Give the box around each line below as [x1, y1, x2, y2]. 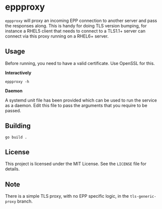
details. [5, 166, 20, 172]
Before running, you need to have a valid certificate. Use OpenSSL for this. [5, 60, 155, 66]
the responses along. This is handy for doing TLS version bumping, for [5, 22, 147, 28]
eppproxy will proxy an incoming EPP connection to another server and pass [5, 18, 157, 23]
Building [5, 122, 31, 130]
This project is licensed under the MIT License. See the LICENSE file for [5, 161, 146, 167]
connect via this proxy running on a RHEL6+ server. [5, 33, 109, 39]
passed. [5, 107, 21, 113]
